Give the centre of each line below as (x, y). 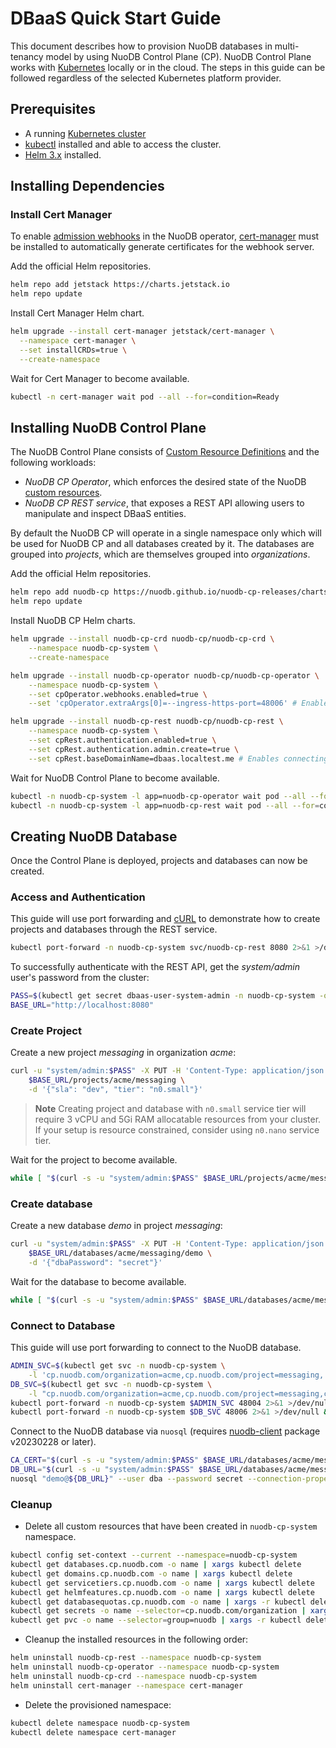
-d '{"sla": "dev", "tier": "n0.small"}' (115, 1090)
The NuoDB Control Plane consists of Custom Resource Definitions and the (165, 452)
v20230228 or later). (53, 1442)
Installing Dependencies (87, 186)
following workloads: (53, 463)
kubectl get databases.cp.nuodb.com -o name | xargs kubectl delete (156, 1565)
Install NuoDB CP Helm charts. (73, 621)
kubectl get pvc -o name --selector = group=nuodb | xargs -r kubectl (156, 1620)
